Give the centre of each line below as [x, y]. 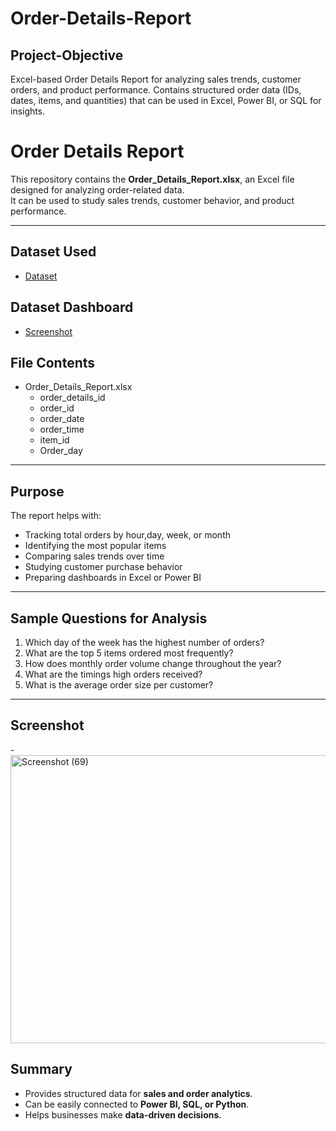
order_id [57, 408]
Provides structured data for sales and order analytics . [138, 1093]
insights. [28, 111]
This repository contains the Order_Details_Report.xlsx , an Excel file [152, 179]
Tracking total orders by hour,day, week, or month [127, 535]
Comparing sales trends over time [94, 556]
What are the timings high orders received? [113, 674]
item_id [54, 440]
